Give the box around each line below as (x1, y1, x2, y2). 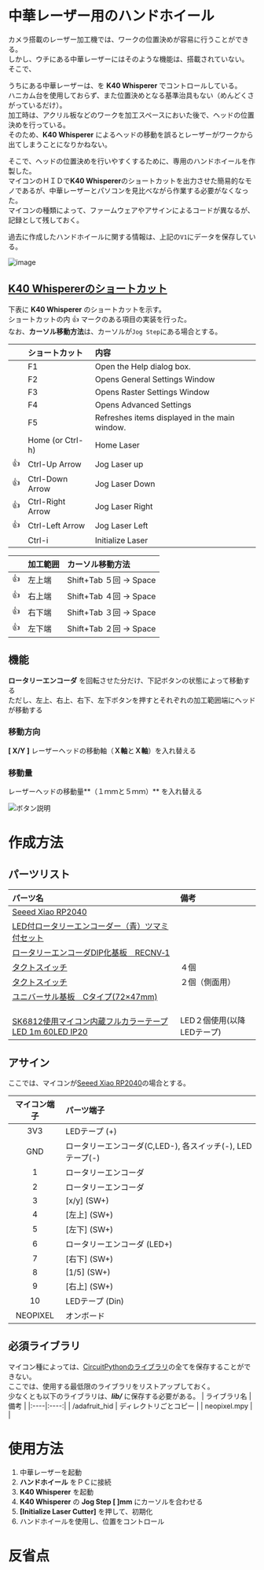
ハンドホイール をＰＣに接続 (19, 1477, 112, 1487)
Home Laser (94, 439, 140, 450)
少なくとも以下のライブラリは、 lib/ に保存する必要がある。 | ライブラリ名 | (8, 1391, 251, 1400)
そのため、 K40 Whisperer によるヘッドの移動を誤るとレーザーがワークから (8, 130, 254, 139)
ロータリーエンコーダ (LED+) (65, 1239, 173, 1250)
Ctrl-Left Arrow (27, 520, 86, 531)
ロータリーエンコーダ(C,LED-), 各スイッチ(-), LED (65, 1140, 253, 1151)
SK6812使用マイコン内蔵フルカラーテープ (12, 1016, 169, 1027)
